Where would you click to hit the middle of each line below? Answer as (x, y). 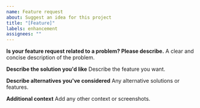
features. (17, 87)
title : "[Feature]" (31, 23)
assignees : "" (24, 34)
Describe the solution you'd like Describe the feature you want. (86, 69)
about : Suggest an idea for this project (59, 17)
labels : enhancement (32, 28)
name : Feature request (35, 12)
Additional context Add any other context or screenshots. (78, 99)
